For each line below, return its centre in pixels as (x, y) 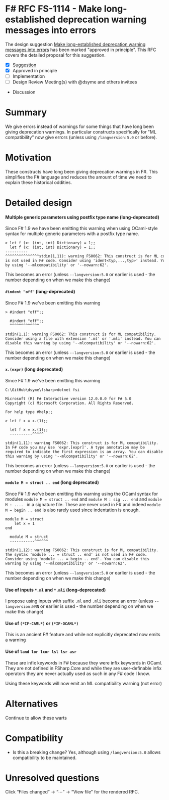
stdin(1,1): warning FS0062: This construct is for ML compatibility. (81, 334)
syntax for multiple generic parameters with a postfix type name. (72, 234)
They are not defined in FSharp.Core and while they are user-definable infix (83, 668)
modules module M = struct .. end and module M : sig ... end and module (83, 499)
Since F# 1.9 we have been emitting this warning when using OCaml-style (81, 229)
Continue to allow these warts (36, 718)
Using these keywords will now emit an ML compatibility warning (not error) (84, 683)
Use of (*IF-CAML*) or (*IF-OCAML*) (42, 623)
